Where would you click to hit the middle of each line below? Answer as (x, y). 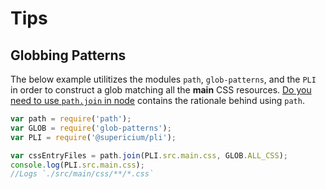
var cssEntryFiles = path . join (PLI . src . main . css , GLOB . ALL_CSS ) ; (149, 155)
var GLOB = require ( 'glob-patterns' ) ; (91, 128)
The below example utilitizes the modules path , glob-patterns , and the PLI (163, 79)
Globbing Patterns (68, 55)
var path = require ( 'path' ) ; (71, 119)
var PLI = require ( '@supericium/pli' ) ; (93, 137)
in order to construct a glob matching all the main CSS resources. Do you (161, 90)
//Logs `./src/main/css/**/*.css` (82, 174)
